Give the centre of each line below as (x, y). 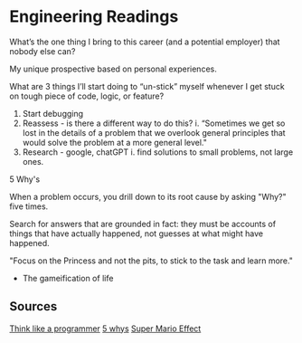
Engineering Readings (94, 17)
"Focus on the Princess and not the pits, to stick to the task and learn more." (151, 261)
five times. (29, 206)
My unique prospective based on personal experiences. (113, 69)
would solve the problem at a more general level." (115, 142)
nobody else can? (42, 51)
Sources (33, 306)
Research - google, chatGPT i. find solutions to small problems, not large (158, 152)
